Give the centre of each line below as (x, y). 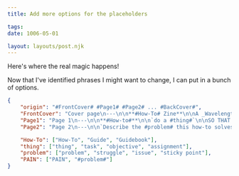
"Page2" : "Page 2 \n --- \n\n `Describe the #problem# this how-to (116, 127)
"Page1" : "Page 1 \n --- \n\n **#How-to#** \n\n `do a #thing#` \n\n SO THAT (126, 120)
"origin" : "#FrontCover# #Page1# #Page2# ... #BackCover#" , (111, 107)
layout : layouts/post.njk (46, 46)
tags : (15, 27)
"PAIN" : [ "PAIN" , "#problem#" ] (67, 160)
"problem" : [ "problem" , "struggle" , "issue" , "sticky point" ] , (116, 153)
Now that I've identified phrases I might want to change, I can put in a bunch (119, 80)
